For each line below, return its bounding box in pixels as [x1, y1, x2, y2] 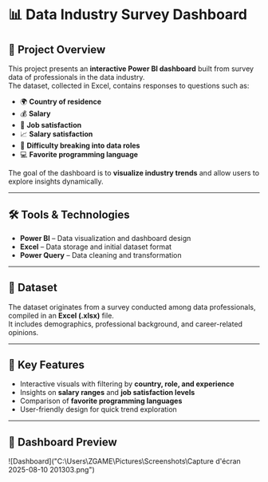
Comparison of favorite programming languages [19, 396, 183, 406]
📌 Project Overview [8, 42, 106, 56]
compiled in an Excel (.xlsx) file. [8, 310, 114, 320]
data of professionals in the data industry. [8, 73, 145, 81]
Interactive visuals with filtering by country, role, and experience [19, 379, 235, 389]
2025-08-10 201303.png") [8, 465, 96, 475]
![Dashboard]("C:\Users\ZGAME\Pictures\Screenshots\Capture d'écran [8, 456, 241, 466]
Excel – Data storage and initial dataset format [19, 242, 172, 251]
